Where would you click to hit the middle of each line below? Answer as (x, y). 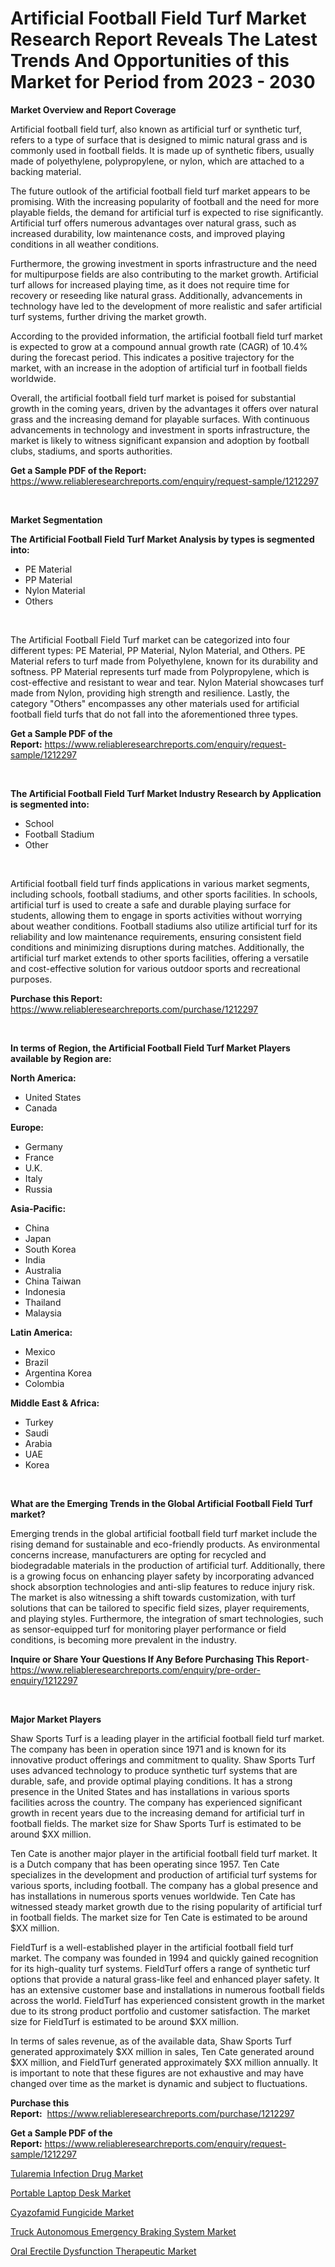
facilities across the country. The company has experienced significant (156, 1802)
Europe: (27, 1127)
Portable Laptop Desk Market (71, 2193)
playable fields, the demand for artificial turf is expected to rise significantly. (167, 212)
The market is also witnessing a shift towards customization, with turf (153, 1597)
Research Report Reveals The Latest (164, 39)
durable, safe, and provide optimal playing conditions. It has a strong (151, 1781)
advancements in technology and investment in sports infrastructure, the (160, 429)
